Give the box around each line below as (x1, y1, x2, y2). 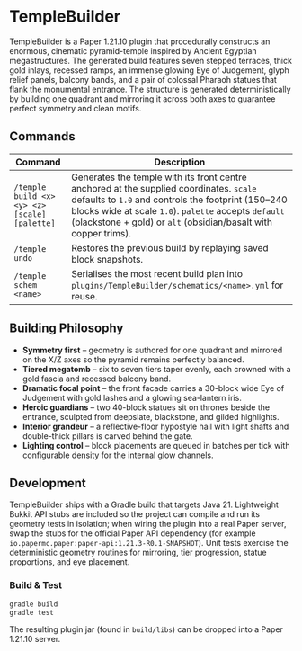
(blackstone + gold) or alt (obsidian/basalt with (71, 216, 272, 228)
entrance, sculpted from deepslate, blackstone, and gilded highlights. (22, 411, 280, 422)
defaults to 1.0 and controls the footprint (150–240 (71, 193, 288, 206)
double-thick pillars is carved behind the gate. (22, 430, 193, 441)
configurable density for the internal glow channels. (22, 450, 214, 460)
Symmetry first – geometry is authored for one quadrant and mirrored (22, 344, 283, 355)
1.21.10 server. (9, 634, 61, 645)
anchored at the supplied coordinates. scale (71, 182, 258, 194)
